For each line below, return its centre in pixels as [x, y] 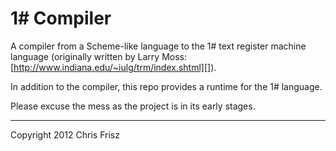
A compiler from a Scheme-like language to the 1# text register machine [158, 46]
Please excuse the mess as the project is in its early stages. [133, 106]
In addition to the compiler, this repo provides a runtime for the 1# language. [166, 86]
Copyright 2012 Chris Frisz [65, 134]
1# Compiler [61, 18]
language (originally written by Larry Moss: [99, 56]
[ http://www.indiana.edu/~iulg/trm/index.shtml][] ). [113, 67]
